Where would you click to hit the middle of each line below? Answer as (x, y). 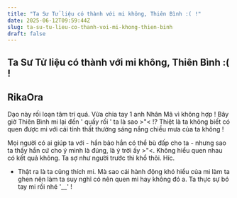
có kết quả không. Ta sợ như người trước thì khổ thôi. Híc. (91, 158)
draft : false (27, 34)
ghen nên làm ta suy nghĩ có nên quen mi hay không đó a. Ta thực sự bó (123, 179)
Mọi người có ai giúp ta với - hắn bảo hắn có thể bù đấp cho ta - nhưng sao (117, 143)
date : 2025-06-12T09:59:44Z (49, 21)
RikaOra (26, 97)
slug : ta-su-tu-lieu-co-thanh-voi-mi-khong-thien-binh (90, 27)
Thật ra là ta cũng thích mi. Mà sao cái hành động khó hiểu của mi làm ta (124, 172)
